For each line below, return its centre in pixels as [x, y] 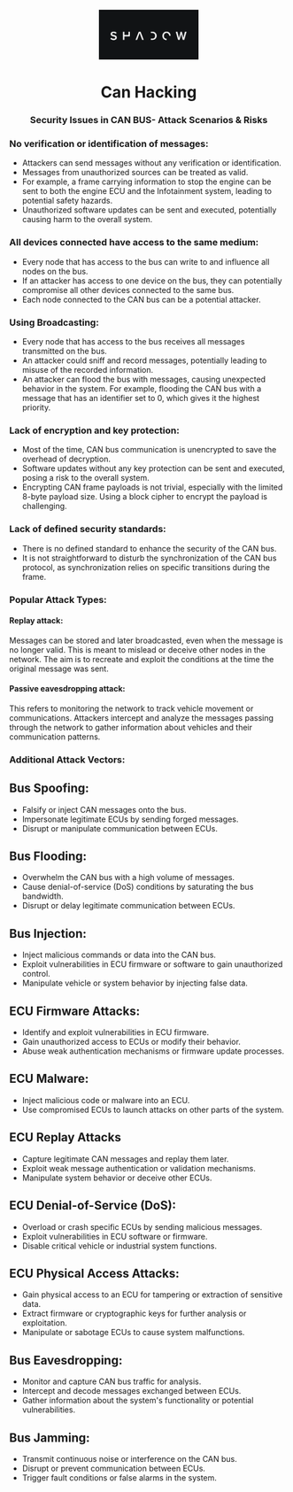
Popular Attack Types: [58, 599]
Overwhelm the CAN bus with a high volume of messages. [128, 877]
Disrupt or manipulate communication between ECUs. [120, 828]
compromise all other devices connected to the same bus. [128, 290]
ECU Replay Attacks [65, 1137]
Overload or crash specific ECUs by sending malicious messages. [142, 1226]
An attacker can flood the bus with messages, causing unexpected [144, 379]
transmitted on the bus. [65, 351]
